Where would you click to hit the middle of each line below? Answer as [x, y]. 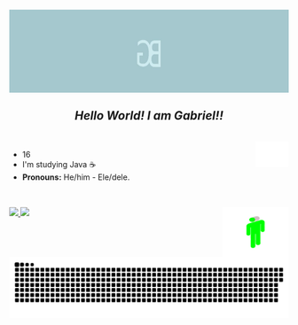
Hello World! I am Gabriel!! [149, 116]
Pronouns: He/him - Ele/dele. [76, 177]
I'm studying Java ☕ [59, 164]
